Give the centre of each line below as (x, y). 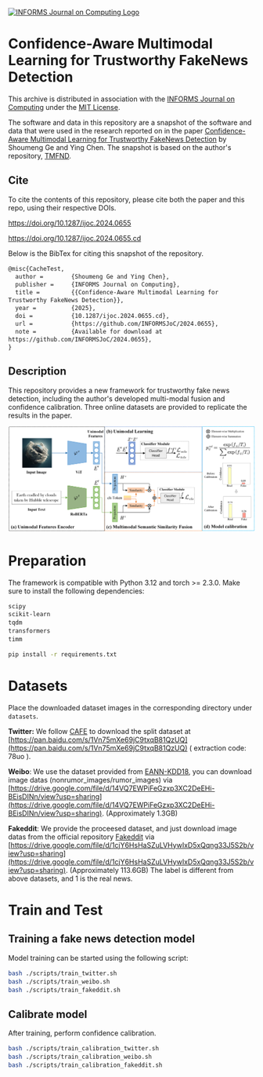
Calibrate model (48, 1014)
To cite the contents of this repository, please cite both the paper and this (126, 199)
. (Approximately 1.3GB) (140, 813)
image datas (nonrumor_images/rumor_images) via (90, 779)
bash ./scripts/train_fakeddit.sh (65, 990)
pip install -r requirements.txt (63, 654)
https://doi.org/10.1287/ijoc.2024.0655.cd (75, 238)
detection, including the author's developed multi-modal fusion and (117, 398)
